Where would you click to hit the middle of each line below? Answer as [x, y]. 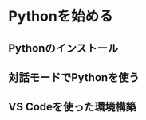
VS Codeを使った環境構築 [73, 107]
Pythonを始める [61, 16]
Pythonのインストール [63, 48]
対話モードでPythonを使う [74, 77]
